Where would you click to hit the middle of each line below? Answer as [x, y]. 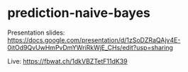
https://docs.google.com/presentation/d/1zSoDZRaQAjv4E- [94, 40]
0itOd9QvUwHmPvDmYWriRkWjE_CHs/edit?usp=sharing [90, 47]
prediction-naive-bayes [79, 13]
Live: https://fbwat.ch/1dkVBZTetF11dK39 [67, 61]
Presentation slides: [36, 32]
